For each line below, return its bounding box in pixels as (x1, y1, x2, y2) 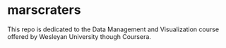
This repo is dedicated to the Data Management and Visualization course (7, 25, 220, 33)
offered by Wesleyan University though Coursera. (7, 32, 152, 40)
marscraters (7, 2, 81, 18)
